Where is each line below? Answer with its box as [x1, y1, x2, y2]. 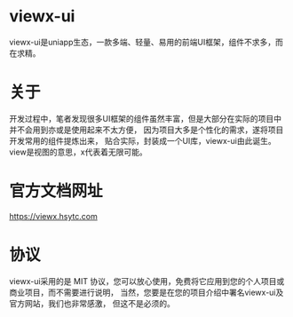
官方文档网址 [9, 181, 104, 202]
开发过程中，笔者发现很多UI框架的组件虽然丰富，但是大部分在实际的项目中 [9, 113, 282, 123]
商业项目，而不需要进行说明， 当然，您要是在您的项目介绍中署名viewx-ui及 [9, 287, 284, 297]
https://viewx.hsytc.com [9, 210, 98, 221]
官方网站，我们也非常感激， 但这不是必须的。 [9, 297, 175, 308]
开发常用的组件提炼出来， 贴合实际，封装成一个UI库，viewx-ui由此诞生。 [9, 135, 277, 146]
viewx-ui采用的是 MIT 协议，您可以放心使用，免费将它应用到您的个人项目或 [9, 275, 285, 286]
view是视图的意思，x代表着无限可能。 [9, 147, 148, 157]
